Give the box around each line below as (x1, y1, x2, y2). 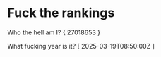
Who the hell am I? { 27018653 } (7, 28, 101, 37)
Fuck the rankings (7, 5, 115, 21)
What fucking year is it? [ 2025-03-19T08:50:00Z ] (7, 42, 155, 50)
